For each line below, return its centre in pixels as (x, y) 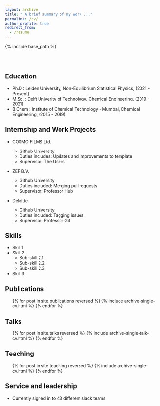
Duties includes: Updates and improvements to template (76, 156)
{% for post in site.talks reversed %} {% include (60, 333)
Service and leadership (41, 386)
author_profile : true (27, 23)
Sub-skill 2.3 (32, 268)
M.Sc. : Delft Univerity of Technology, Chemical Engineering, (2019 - (81, 99)
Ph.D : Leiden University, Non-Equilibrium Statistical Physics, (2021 (80, 88)
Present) (21, 93)
